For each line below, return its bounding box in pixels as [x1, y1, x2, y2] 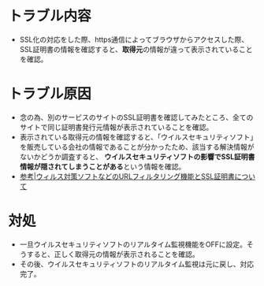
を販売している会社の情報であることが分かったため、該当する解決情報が [19, 142, 255, 151]
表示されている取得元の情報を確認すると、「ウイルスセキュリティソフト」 [19, 132, 254, 142]
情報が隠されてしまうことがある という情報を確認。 [19, 162, 186, 171]
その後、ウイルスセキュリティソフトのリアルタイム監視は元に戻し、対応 [19, 259, 255, 269]
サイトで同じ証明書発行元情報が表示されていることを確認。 [19, 122, 214, 132]
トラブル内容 [8, 7, 92, 25]
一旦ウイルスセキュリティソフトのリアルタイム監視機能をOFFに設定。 [19, 240, 247, 249]
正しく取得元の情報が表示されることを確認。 [54, 249, 199, 258]
